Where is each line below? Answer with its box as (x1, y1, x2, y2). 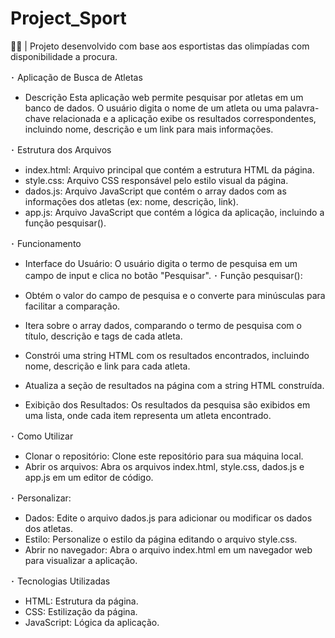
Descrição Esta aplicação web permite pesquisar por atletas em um (24, 91, 304, 103)
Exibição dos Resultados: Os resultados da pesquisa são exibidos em (24, 398, 311, 411)
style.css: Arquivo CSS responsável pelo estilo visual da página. (24, 174, 289, 186)
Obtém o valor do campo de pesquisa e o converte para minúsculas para (24, 289, 326, 301)
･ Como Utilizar (10, 430, 74, 442)
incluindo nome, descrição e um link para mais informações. (24, 123, 274, 135)
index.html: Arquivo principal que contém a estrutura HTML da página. (24, 163, 315, 176)
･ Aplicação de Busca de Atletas (10, 71, 143, 83)
